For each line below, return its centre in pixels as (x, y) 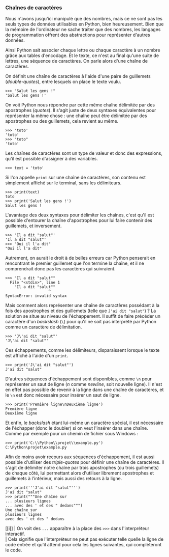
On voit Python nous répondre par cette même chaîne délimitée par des (80, 105)
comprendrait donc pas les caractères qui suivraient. (60, 269)
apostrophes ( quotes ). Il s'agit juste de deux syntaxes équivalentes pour (81, 110)
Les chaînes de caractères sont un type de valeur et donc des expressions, (84, 153)
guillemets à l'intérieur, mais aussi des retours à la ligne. (64, 479)
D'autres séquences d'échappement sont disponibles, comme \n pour (79, 379)
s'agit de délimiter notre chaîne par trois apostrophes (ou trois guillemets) (82, 468)
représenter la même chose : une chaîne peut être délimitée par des (76, 116)
